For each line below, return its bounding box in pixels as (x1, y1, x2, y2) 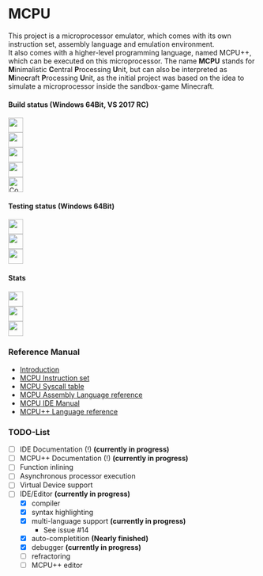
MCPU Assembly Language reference (19, 390, 143, 399)
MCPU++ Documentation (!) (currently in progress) (19, 453, 189, 463)
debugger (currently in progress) (31, 542, 142, 551)
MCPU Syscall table (19, 381, 85, 391)
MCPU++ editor (31, 560, 83, 570)
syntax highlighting (31, 507, 94, 517)
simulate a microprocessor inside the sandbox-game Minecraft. (8, 81, 215, 91)
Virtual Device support (19, 480, 93, 490)
